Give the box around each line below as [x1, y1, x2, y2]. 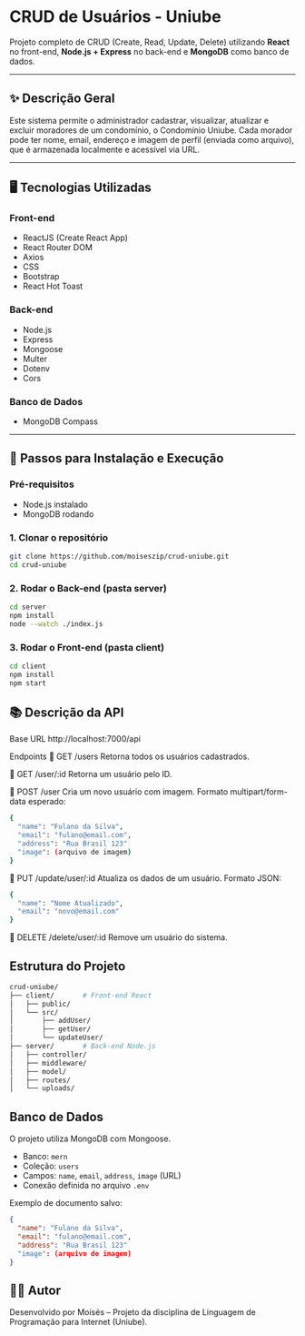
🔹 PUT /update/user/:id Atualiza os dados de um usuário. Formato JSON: [9, 872, 281, 884]
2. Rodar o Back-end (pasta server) [9, 582, 168, 594]
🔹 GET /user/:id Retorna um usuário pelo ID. [9, 769, 172, 780]
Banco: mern [22, 1151, 68, 1162]
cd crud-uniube [9, 560, 67, 570]
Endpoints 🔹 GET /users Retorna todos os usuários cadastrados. [9, 751, 250, 762]
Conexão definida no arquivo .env [22, 1180, 150, 1191]
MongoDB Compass [22, 416, 98, 427]
